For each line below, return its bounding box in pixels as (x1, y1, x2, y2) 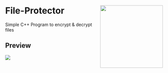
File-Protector (5, 5, 65, 16)
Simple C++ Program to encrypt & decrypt (5, 21, 92, 27)
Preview (5, 41, 31, 50)
